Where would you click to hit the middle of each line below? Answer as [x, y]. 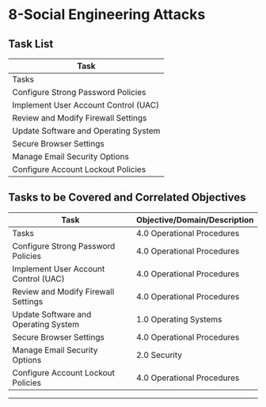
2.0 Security [159, 355]
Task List [31, 44]
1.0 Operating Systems [179, 319]
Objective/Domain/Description [195, 219]
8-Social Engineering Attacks [107, 15]
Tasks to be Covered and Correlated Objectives [127, 198]
